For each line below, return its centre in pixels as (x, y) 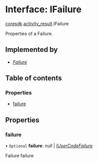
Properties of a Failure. (29, 33)
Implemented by (31, 50)
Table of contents (34, 78)
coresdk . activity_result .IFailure (37, 24)
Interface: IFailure (43, 9)
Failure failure (20, 156)
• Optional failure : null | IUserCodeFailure (49, 146)
